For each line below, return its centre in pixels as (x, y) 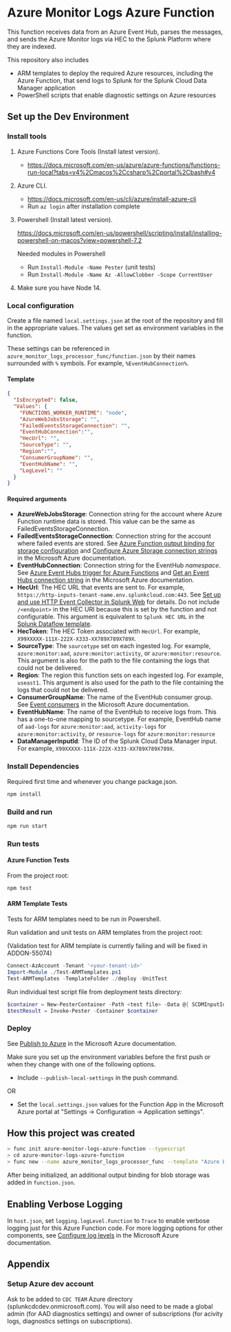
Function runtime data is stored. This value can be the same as (106, 521)
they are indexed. (32, 46)
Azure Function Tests (38, 860)
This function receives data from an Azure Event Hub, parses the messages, (115, 32)
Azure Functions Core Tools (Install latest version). (88, 151)
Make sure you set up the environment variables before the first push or (109, 1057)
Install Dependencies (43, 767)
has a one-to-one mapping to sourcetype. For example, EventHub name (119, 719)
